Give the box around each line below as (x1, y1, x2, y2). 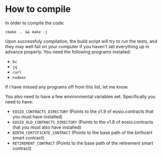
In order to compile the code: (5, 20, 65, 26)
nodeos (12, 75, 26, 80)
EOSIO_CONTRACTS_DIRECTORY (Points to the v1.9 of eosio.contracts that (12, 108, 154, 114)
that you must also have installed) (12, 124, 81, 130)
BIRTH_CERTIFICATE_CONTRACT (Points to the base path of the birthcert (12, 129, 153, 135)
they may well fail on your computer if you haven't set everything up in (5, 43, 150, 49)
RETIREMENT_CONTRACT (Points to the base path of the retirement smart (12, 140, 154, 146)
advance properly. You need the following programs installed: (5, 49, 131, 55)
